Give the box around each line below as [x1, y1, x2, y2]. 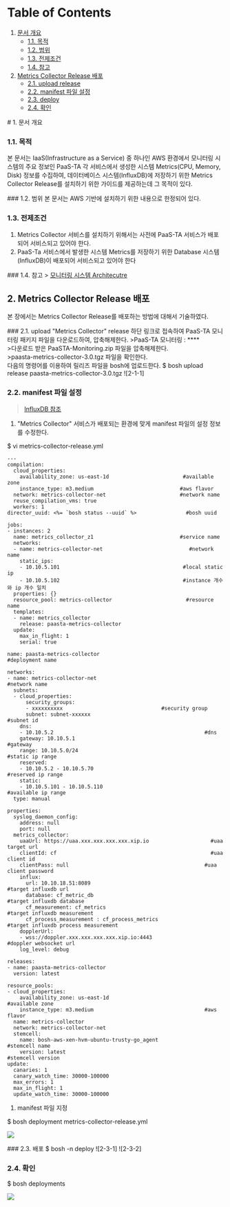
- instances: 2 [7, 527, 51, 535]
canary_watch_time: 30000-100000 [13, 1073, 109, 1080]
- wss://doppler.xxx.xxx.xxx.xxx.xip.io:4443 [19, 933, 153, 941]
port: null [19, 825, 51, 832]
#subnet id [7, 716, 39, 724]
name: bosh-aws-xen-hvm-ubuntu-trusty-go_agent [19, 1036, 158, 1043]
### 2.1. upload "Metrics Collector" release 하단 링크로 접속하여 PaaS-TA [7, 327, 211, 336]
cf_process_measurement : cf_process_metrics [25, 916, 158, 922]
